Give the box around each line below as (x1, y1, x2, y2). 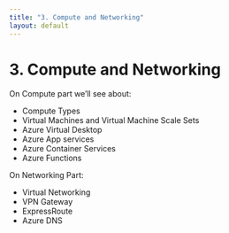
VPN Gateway (21, 197, 73, 207)
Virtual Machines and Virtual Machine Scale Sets (21, 115, 200, 126)
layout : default (9, 21, 69, 30)
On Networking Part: (9, 170, 84, 181)
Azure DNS (21, 215, 64, 226)
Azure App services (21, 134, 95, 144)
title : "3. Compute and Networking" (9, 12, 144, 22)
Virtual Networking (21, 187, 91, 198)
